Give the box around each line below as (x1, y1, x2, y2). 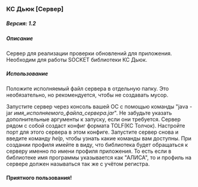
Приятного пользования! (6, 174, 72, 181)
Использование (6, 70, 49, 77)
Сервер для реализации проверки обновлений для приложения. (6, 50, 172, 57)
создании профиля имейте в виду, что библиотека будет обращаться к (6, 141, 188, 149)
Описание (6, 35, 33, 42)
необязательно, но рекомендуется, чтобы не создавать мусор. (6, 92, 169, 99)
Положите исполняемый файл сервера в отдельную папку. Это (6, 85, 169, 92)
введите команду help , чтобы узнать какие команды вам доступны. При (6, 135, 192, 142)
